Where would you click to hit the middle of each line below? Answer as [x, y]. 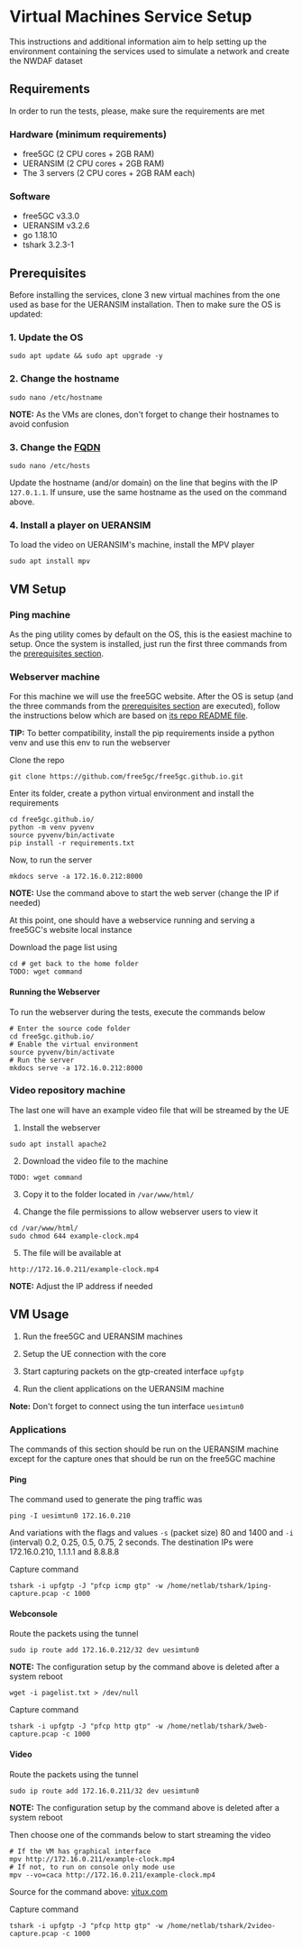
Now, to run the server [51, 860]
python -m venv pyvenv [52, 827]
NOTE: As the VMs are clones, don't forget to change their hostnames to [144, 414]
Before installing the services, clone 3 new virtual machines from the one [145, 295]
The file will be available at [72, 1252]
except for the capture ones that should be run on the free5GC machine [142, 1458]
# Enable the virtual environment [74, 1044]
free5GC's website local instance [71, 930]
